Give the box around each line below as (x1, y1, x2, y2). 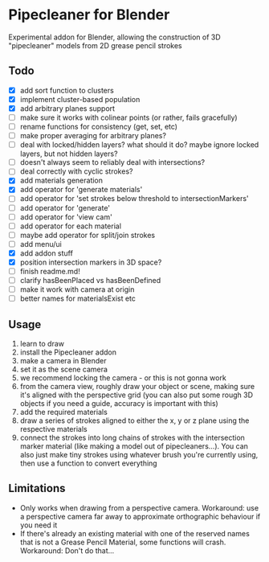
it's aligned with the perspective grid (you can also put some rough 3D (19, 390, 254, 400)
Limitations (8, 482, 66, 495)
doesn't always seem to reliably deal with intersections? (19, 158, 206, 167)
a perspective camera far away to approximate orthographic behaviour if (19, 511, 261, 521)
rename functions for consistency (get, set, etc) (19, 122, 178, 131)
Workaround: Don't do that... (19, 545, 115, 556)
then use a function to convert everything (19, 458, 158, 468)
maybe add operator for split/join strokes (19, 230, 156, 240)
